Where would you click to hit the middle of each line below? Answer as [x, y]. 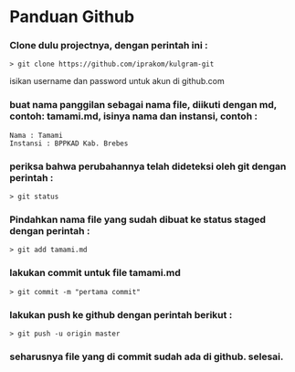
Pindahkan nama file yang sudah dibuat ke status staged [138, 219]
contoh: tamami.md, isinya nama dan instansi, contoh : [134, 116]
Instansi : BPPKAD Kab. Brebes [69, 143]
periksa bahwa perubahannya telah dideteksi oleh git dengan [148, 166]
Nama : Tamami [37, 135]
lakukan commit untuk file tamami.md [95, 273]
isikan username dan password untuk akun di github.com [117, 81]
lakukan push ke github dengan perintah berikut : [121, 314]
